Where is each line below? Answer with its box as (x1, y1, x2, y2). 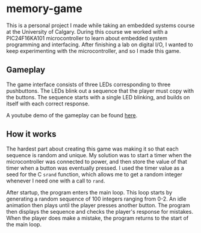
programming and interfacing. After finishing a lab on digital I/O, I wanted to (6, 41, 194, 48)
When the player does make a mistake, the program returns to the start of (6, 214, 189, 222)
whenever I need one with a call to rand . (6, 177, 105, 184)
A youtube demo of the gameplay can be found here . (6, 111, 138, 119)
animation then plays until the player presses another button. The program (6, 201, 191, 209)
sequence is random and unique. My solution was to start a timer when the (6, 151, 192, 158)
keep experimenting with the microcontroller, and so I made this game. (6, 47, 181, 54)
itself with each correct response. (6, 100, 90, 107)
